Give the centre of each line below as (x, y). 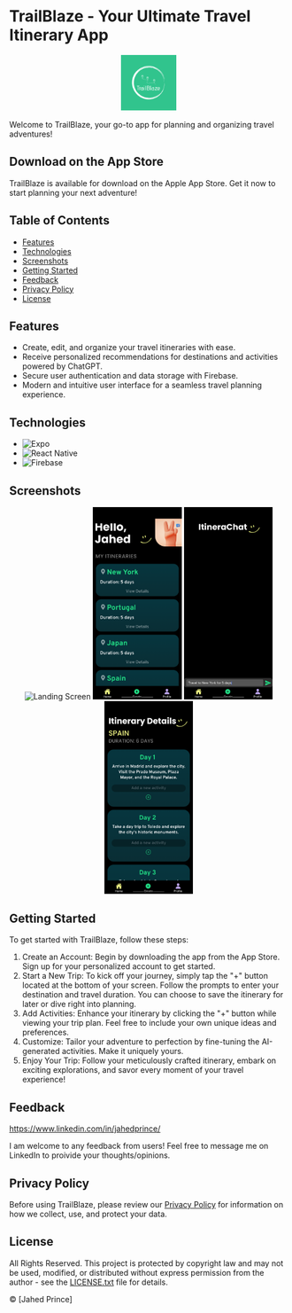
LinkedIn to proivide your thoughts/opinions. (90, 1155)
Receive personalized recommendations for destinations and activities (150, 357)
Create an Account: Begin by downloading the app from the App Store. (151, 957)
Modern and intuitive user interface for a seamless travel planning (142, 385)
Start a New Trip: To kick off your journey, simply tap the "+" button (145, 976)
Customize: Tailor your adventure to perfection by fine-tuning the (141, 1042)
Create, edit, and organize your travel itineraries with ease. (129, 348)
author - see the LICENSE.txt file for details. (88, 1282)
